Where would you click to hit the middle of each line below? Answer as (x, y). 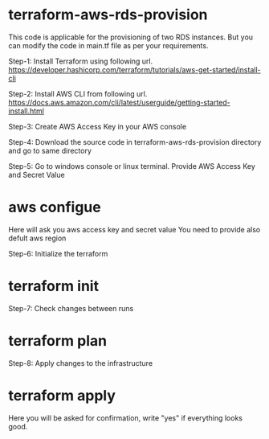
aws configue (55, 207)
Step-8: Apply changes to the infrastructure (81, 363)
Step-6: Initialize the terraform (58, 253)
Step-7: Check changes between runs (71, 308)
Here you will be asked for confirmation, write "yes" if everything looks (126, 418)
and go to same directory (50, 150)
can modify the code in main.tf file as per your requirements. (108, 45)
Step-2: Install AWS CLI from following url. (78, 93)
